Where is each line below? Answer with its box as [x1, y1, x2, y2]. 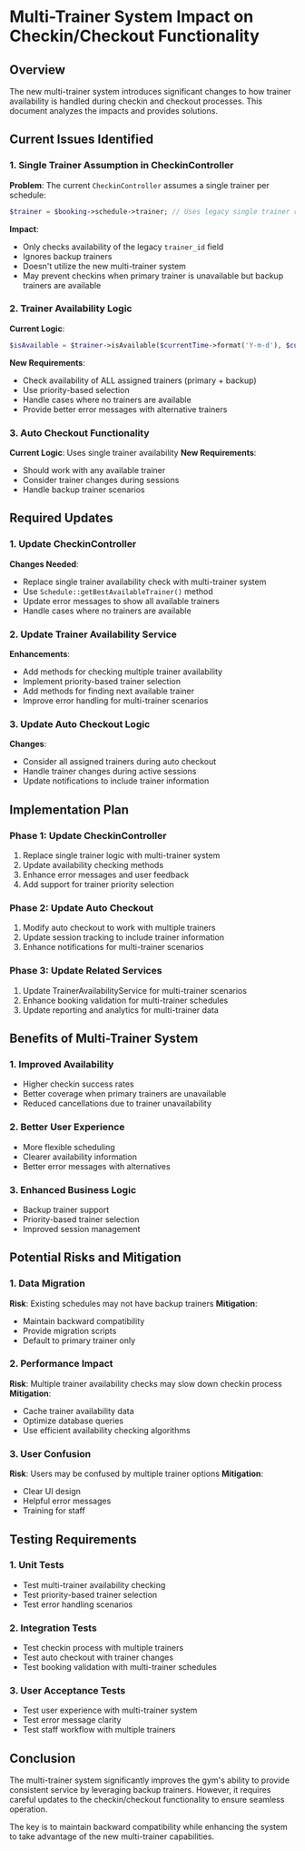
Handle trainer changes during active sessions [22, 766, 197, 777]
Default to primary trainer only [22, 1335, 136, 1346]
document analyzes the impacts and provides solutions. [9, 106, 218, 116]
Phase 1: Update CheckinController [9, 829, 167, 842]
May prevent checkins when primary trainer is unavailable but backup [22, 270, 284, 281]
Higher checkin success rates [22, 1078, 134, 1089]
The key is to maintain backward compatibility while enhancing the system [9, 1822, 288, 1833]
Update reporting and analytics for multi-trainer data [22, 1004, 220, 1016]
